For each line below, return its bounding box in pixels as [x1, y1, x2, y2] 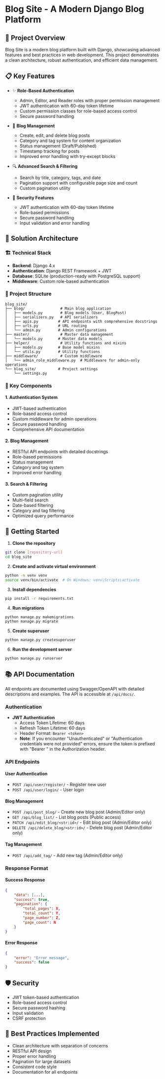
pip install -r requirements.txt [5, 596, 74, 601]
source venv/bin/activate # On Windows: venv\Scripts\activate [5, 578, 140, 582]
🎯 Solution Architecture [5, 234, 78, 243]
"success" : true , [14, 897, 50, 902]
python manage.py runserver [5, 656, 63, 661]
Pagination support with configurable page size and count [19, 180, 138, 186]
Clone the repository [12, 540, 56, 546]
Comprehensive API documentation [12, 426, 85, 432]
